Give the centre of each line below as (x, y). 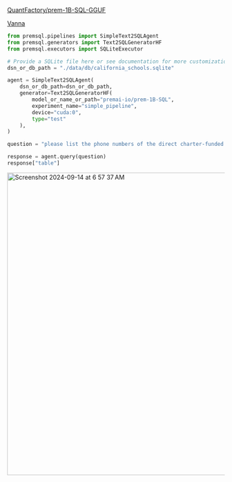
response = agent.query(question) (57, 157)
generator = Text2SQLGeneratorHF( (66, 93)
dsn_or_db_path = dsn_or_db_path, (66, 87)
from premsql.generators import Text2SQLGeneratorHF (85, 42)
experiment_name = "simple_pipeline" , (85, 106)
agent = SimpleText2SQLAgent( (51, 80)
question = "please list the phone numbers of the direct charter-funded (116, 145)
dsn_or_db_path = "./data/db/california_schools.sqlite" (91, 68)
